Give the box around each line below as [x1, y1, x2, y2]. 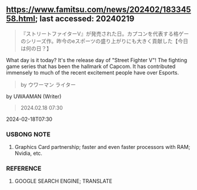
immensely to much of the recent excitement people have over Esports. [6, 69, 179, 76]
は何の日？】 [20, 45, 52, 52]
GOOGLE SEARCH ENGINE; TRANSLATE [14, 178, 113, 185]
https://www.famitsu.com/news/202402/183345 [6, 5, 191, 15]
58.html [6, 14, 35, 24]
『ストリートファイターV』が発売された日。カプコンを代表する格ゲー [20, 30, 189, 37]
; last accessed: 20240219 [35, 14, 135, 24]
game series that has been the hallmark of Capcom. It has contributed [6, 63, 176, 70]
